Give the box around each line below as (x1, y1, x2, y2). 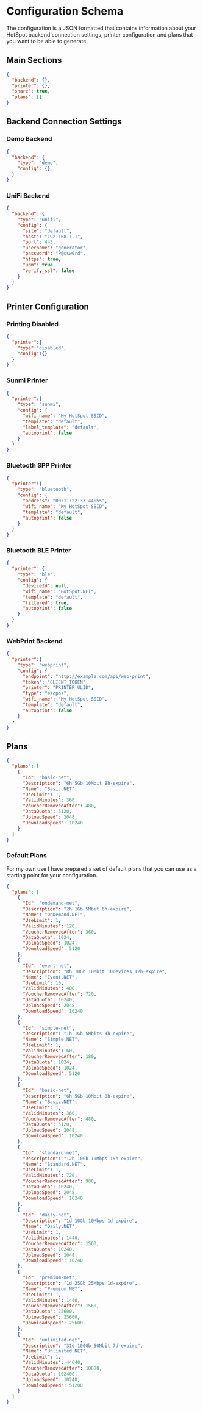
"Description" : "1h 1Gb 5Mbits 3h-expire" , (22, 1031, 135, 1037)
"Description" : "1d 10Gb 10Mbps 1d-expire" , (22, 1218, 138, 1224)
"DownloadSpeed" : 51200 (22, 1382, 84, 1388)
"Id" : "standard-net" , (22, 1149, 80, 1156)
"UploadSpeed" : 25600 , (22, 1314, 80, 1321)
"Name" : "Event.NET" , (22, 974, 78, 980)
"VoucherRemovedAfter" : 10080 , (22, 1365, 102, 1371)
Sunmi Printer (6, 376, 48, 385)
